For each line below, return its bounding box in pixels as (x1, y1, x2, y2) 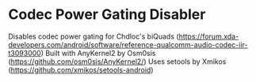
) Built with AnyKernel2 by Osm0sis (40, 48, 156, 58)
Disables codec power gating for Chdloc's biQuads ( (8, 32, 180, 41)
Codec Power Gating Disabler (8, 6, 206, 24)
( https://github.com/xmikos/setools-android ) (8, 65, 154, 74)
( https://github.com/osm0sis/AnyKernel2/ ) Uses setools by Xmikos (8, 57, 227, 66)
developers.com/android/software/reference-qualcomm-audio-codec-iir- (8, 39, 248, 49)
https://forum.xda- (178, 32, 239, 41)
